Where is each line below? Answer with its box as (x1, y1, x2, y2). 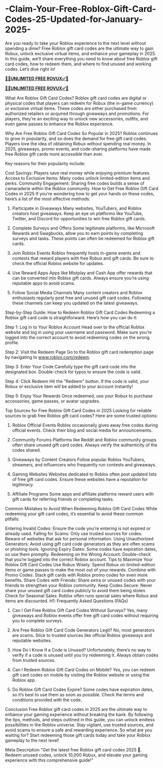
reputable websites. (12, 637, 52, 643)
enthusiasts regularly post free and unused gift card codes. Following (12, 295, 152, 301)
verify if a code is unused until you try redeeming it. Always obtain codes (12, 652, 159, 658)
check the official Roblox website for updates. (12, 260, 104, 266)
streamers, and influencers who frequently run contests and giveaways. (12, 461, 157, 467)
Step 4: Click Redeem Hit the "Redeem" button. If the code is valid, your (5, 378, 149, 384)
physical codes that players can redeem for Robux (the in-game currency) (5, 100, 154, 106)
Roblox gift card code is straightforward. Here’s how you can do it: (5, 314, 138, 320)
